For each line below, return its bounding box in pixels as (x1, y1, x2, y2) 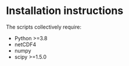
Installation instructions (6, 4, 124, 18)
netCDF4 (14, 41, 37, 48)
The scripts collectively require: (6, 23, 81, 30)
